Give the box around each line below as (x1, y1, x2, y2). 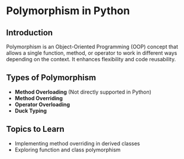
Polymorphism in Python (6, 4, 130, 18)
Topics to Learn (6, 124, 65, 134)
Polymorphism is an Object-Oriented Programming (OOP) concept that (6, 43, 179, 50)
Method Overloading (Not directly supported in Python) (14, 88, 152, 95)
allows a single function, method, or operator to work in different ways (6, 49, 177, 57)
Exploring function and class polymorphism (14, 146, 121, 153)
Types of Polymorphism (6, 72, 96, 83)
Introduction (6, 28, 53, 38)
